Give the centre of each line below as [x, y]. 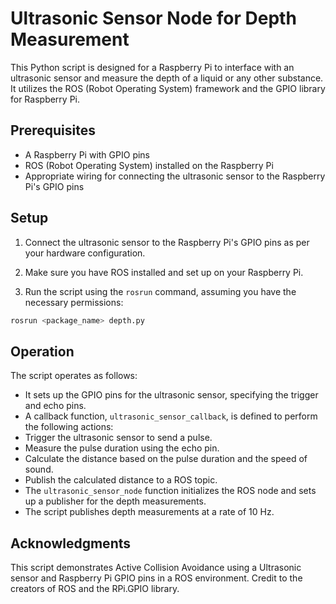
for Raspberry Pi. [45, 99]
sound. [39, 469]
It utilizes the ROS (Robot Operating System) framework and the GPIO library [168, 88]
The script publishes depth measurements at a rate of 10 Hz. [149, 512]
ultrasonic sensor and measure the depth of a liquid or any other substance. [167, 78]
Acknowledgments [71, 543]
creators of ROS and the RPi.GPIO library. [95, 589]
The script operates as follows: [74, 376]
